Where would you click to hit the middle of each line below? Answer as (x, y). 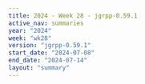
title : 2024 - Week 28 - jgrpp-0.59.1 (73, 16)
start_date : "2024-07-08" (51, 53)
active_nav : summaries (46, 23)
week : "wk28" (30, 38)
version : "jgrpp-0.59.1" (50, 46)
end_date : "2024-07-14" (48, 61)
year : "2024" (30, 30)
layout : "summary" (39, 68)
